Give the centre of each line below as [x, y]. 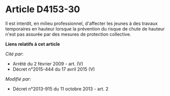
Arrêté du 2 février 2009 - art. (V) [48, 63]
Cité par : [15, 54]
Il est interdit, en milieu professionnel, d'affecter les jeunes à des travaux [82, 23]
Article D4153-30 [43, 9]
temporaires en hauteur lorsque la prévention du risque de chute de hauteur [85, 28]
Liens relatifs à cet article [33, 44]
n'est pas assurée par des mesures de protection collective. [68, 34]
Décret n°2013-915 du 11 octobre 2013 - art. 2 [60, 89]
